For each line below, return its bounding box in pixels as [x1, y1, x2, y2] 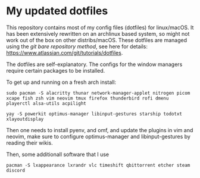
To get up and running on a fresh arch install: [6, 79, 117, 86]
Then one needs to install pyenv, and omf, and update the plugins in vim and [6, 126, 193, 133]
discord [6, 167, 26, 173]
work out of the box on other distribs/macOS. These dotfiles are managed [6, 36, 187, 43]
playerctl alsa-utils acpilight [6, 100, 86, 107]
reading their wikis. [6, 139, 53, 146]
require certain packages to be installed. [6, 67, 105, 74]
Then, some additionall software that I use [6, 151, 109, 158]
